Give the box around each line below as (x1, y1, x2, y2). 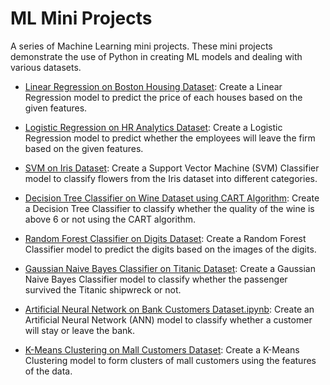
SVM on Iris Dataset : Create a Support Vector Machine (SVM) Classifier (24, 162, 320, 174)
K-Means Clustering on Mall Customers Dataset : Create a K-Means (24, 343, 300, 356)
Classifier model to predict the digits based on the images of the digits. (24, 243, 317, 255)
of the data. (24, 365, 73, 377)
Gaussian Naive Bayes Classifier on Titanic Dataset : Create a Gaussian (24, 262, 316, 274)
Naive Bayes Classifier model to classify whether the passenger (24, 273, 288, 285)
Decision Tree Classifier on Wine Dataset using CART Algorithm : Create (24, 192, 320, 204)
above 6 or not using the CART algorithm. (24, 213, 197, 225)
